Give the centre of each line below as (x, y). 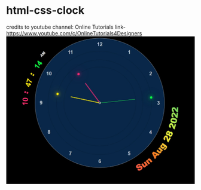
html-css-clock (45, 10)
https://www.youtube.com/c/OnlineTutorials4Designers (74, 33)
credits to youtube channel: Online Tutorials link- (66, 27)
